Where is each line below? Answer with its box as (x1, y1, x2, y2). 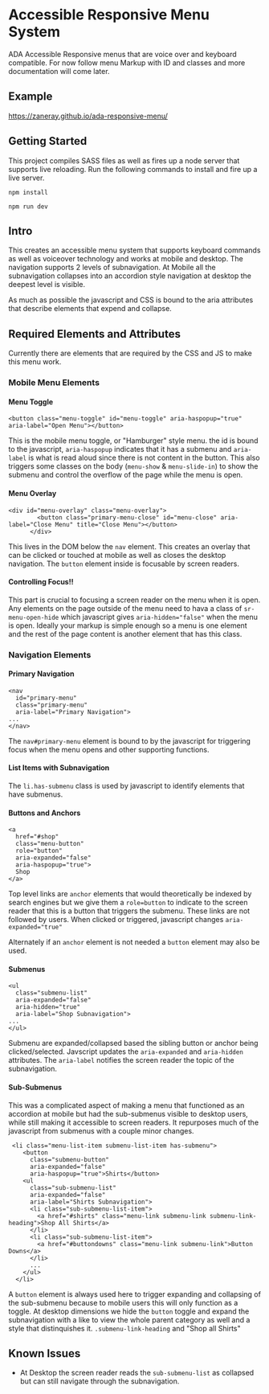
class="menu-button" (15, 840, 84, 848)
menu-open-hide (8, 613, 59, 621)
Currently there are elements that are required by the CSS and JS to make (8, 348, 253, 359)
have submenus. (8, 789, 63, 799)
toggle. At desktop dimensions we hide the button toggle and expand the (8, 1306, 250, 1316)
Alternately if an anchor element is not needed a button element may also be (8, 937, 260, 947)
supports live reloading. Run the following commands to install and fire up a (8, 164, 258, 174)
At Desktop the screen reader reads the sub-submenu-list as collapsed (19, 1368, 255, 1378)
